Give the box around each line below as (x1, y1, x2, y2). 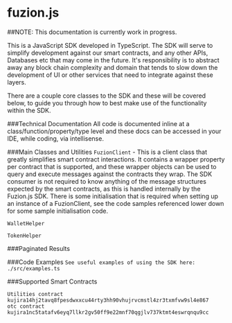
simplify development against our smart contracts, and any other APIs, (7, 49, 208, 57)
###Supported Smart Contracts (7, 277, 98, 286)
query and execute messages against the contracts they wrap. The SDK (7, 170, 213, 178)
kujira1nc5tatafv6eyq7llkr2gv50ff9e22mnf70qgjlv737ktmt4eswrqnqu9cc (7, 308, 209, 316)
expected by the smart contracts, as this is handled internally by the (7, 184, 201, 193)
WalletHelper (7, 220, 45, 227)
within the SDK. (7, 106, 51, 114)
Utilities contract (7, 290, 64, 297)
